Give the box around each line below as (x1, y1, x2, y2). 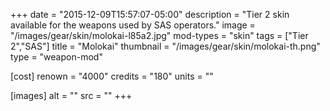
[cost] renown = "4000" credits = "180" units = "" (10, 70, 214, 82)
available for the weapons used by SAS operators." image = (10, 19, 256, 31)
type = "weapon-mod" (10, 51, 103, 63)
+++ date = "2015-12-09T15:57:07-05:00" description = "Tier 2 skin (10, 9, 290, 20)
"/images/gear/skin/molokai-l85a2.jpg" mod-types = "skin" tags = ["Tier (10, 30, 309, 41)
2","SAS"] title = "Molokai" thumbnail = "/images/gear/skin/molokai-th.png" (10, 40, 321, 52)
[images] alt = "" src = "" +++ (10, 90, 133, 101)
